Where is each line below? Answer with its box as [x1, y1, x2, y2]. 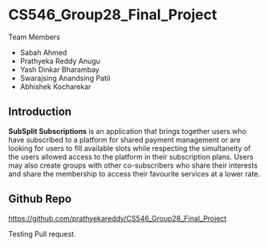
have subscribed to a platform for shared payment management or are [8, 135, 241, 144]
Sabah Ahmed [19, 47, 67, 57]
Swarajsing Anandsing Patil [19, 73, 111, 83]
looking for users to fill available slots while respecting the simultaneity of [8, 143, 251, 153]
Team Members [8, 32, 60, 42]
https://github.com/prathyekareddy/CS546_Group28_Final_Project [8, 213, 227, 223]
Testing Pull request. [8, 229, 76, 238]
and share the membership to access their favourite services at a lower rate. [8, 168, 261, 178]
